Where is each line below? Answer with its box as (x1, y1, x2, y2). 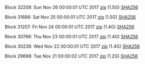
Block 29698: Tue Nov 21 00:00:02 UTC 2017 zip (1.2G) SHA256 (5, 53, 138, 59)
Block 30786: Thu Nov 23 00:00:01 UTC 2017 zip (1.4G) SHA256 (5, 34, 138, 39)
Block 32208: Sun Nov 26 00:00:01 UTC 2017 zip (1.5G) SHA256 (5, 5, 138, 10)
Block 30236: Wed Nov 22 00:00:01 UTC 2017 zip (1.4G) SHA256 (5, 43, 140, 49)
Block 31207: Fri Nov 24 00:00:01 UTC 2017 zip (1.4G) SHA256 (5, 24, 134, 30)
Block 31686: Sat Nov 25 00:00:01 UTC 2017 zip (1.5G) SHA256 (5, 14, 136, 20)
